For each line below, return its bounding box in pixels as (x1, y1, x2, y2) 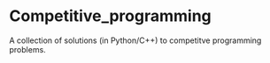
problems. (9, 44, 46, 54)
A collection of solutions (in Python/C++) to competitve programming (9, 35, 262, 45)
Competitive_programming (9, 6, 212, 26)
